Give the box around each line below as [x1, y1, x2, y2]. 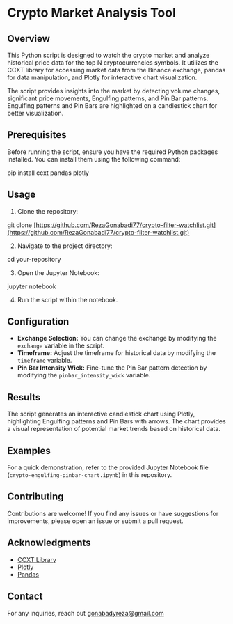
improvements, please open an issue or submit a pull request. [7, 517, 184, 525]
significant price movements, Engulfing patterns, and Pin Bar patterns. [7, 94, 209, 102]
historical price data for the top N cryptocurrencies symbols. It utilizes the [7, 58, 219, 67]
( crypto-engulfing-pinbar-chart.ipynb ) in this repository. [7, 471, 172, 479]
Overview [7, 33, 51, 45]
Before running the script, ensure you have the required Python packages [7, 148, 218, 156]
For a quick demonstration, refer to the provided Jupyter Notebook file [7, 463, 209, 471]
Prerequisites [7, 129, 67, 141]
